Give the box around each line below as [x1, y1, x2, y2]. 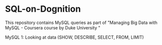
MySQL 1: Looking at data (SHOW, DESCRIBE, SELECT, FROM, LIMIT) [5, 34, 144, 40]
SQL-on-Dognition [5, 3, 81, 15]
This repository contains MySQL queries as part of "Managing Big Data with [5, 20, 158, 25]
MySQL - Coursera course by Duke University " [5, 24, 101, 30]
